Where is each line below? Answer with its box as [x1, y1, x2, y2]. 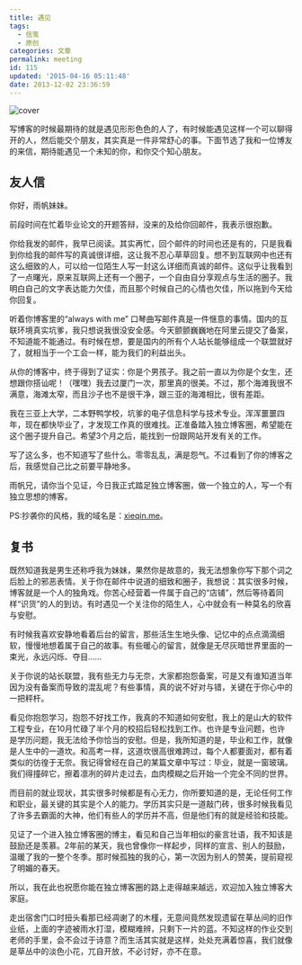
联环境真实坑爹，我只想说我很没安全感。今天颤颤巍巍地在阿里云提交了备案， [9, 325, 293, 335]
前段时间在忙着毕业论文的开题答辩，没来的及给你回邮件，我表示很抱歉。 [9, 219, 277, 230]
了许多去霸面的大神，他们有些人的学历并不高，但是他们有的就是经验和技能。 [9, 810, 293, 821]
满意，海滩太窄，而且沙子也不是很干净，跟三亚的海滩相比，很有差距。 [9, 389, 270, 400]
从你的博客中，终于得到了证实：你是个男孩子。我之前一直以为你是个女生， [9, 366, 285, 378]
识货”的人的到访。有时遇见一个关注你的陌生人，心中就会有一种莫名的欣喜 [21, 599, 292, 610]
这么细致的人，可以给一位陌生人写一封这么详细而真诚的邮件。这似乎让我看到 [9, 261, 293, 272]
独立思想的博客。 [9, 491, 73, 502]
